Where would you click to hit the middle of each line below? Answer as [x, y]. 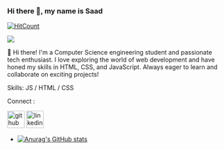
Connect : [21, 101]
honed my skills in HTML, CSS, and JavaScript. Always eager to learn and [112, 67]
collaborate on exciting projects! [53, 75]
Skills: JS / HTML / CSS [41, 88]
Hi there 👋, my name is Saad [55, 11]
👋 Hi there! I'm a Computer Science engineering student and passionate [110, 53]
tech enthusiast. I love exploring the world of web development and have [111, 60]
